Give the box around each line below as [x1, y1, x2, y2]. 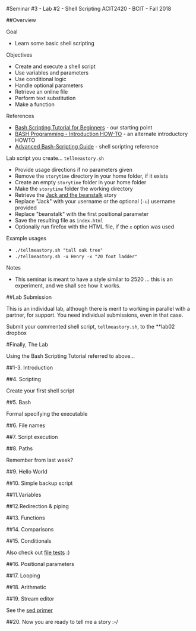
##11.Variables [6, 491, 42, 498]
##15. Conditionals [6, 537, 52, 545]
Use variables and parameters [14, 69, 89, 76]
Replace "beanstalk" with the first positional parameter [14, 211, 149, 217]
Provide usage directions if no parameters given [14, 166, 132, 173]
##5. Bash [6, 399, 31, 406]
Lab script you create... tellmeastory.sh [6, 154, 104, 162]
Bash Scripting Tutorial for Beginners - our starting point [14, 124, 153, 131]
